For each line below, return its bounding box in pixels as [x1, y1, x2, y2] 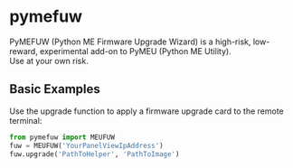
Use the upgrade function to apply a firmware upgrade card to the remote [9, 106, 285, 117]
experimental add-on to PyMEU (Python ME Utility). [39, 45, 232, 56]
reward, [9, 45, 38, 56]
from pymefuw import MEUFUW [9, 133, 116, 142]
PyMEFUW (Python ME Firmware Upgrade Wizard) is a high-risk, [9, 36, 251, 47]
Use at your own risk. [9, 55, 89, 66]
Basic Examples [9, 81, 101, 97]
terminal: [9, 115, 43, 126]
